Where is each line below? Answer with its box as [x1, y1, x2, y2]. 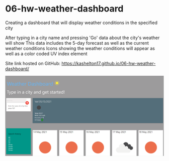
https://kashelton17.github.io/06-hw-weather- [61, 60, 156, 66]
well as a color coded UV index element [5, 51, 88, 57]
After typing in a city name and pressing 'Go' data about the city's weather [5, 35, 160, 41]
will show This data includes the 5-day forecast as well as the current [5, 40, 149, 46]
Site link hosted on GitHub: [5, 60, 61, 66]
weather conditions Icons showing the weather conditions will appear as [5, 45, 155, 51]
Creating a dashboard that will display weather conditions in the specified [5, 20, 157, 26]
